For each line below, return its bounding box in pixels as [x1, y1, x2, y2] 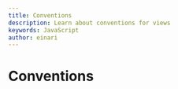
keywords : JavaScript [8, 26, 80, 34]
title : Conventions [8, 11, 72, 20]
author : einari [8, 33, 58, 42]
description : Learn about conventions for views [8, 19, 171, 27]
